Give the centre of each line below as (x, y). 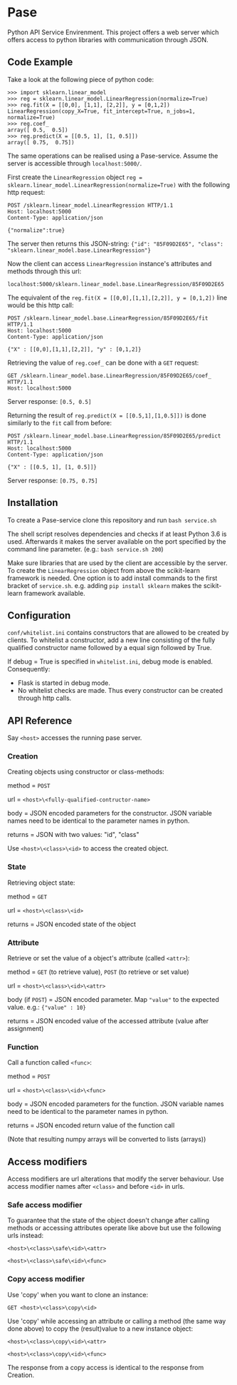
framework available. (54, 593)
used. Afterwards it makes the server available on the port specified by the (117, 541)
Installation (33, 503)
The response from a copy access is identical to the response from (106, 1367)
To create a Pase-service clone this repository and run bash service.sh (112, 520)
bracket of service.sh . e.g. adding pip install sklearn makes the (105, 585)
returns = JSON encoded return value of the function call (91, 1125)
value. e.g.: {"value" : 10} (47, 1008)
